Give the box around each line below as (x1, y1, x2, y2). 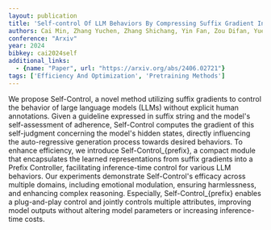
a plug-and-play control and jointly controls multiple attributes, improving (8, 197, 252, 207)
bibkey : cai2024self (8, 49, 78, 57)
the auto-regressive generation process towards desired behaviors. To (8, 136, 244, 146)
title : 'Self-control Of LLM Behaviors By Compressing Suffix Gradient (8, 19, 254, 27)
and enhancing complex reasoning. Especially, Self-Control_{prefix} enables (8, 188, 262, 198)
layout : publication (8, 11, 78, 20)
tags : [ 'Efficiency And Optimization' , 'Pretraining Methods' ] (8, 72, 226, 80)
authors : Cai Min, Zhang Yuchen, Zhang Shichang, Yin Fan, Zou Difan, (8, 27, 251, 35)
